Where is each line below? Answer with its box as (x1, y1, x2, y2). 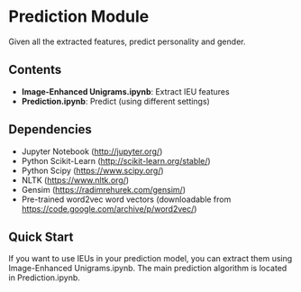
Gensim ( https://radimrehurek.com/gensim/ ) (21, 184, 187, 195)
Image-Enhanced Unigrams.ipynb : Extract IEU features (21, 86, 231, 96)
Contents (8, 62, 62, 78)
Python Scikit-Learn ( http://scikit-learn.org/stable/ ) (21, 155, 211, 166)
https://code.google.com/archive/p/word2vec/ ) (21, 203, 197, 214)
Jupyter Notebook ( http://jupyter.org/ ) (21, 146, 163, 157)
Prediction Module (8, 6, 150, 27)
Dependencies (8, 122, 92, 137)
